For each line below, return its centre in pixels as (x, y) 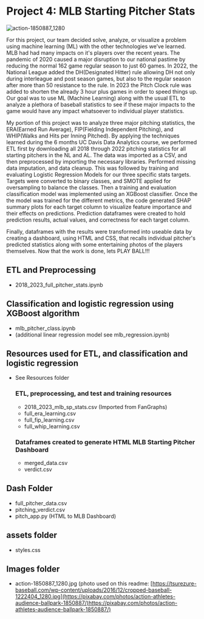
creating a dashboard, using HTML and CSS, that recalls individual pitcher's (101, 238)
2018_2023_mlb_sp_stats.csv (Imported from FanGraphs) (96, 407)
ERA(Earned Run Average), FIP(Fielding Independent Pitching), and (90, 129)
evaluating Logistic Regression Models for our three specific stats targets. (99, 174)
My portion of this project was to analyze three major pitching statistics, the (101, 122)
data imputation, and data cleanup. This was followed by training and (93, 168)
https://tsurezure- (175, 584)
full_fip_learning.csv (49, 420)
